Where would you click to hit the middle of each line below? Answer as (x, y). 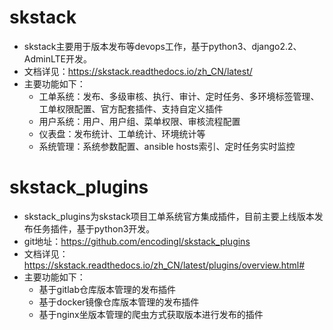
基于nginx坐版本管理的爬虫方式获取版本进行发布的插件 (151, 314)
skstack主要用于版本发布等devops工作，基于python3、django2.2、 (162, 46)
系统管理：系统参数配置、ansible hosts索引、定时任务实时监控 (167, 146)
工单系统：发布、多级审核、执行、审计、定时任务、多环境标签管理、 (179, 96)
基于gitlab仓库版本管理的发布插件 (107, 289)
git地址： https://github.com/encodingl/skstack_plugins (137, 241)
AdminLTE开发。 (57, 58)
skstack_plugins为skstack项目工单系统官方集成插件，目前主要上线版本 (169, 216)
